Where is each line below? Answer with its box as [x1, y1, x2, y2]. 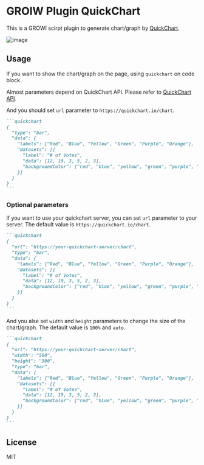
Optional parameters [6, 201, 69, 209]
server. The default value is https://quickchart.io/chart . [6, 221, 151, 228]
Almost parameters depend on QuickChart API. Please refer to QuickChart [6, 88, 192, 96]
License [6, 437, 37, 448]
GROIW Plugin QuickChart [6, 4, 141, 18]
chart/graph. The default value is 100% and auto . [6, 324, 126, 331]
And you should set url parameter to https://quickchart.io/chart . [6, 107, 175, 114]
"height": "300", [12, 358, 56, 365]
